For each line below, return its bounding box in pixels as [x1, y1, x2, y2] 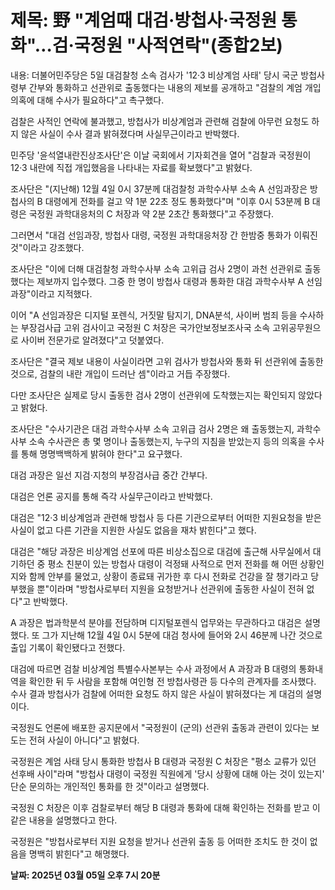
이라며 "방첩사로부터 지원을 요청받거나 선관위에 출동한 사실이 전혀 [48, 582, 305, 595]
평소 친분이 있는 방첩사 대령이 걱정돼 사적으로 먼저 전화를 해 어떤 [47, 557, 298, 570]
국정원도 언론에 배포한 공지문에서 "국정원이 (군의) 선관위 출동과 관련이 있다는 [10, 721, 310, 733]
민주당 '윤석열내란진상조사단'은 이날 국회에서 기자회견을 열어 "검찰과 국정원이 [10, 149, 312, 161]
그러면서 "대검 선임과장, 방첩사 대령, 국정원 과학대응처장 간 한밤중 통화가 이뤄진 [10, 229, 318, 241]
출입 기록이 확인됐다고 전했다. [10, 641, 126, 653]
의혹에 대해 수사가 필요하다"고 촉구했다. [10, 94, 165, 106]
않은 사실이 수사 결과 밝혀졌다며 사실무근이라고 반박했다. [20, 127, 240, 140]
